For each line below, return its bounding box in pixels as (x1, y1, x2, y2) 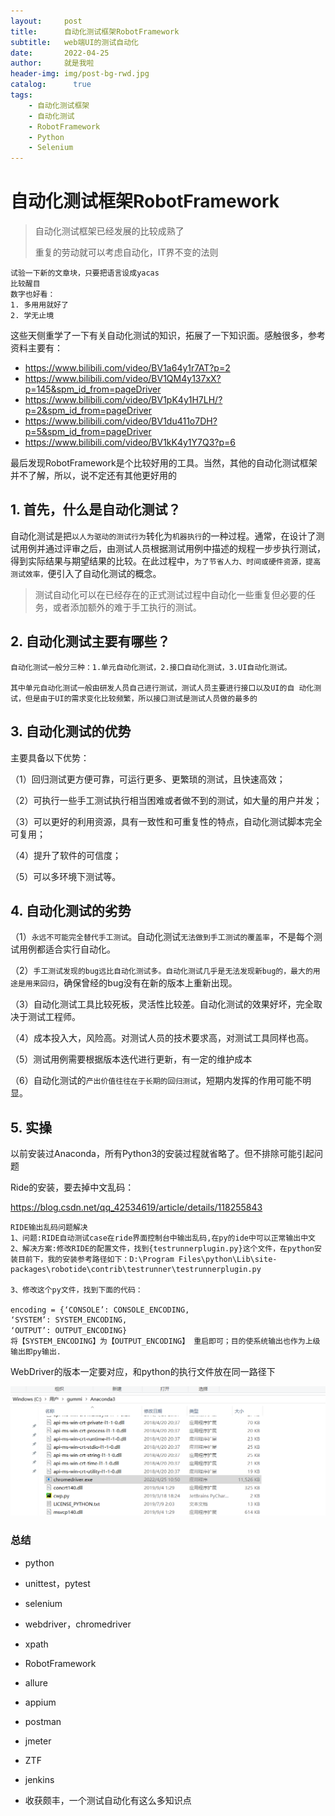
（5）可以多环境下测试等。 (10, 870, 122, 882)
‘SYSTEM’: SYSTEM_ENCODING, (10, 1315, 128, 1325)
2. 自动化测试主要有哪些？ (10, 633, 171, 650)
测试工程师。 (27, 1011, 81, 1023)
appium (24, 1696, 57, 1708)
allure (24, 1676, 48, 1689)
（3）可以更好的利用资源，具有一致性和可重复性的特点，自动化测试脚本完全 (10, 815, 323, 827)
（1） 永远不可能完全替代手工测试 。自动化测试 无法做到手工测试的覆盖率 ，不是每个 (10, 931, 314, 943)
